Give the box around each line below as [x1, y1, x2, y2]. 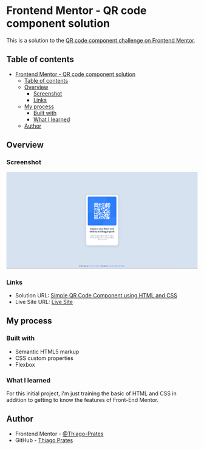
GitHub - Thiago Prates [15, 436, 73, 444]
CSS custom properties [15, 354, 74, 362]
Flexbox [15, 361, 35, 368]
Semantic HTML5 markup [15, 348, 80, 355]
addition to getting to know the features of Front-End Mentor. [6, 396, 159, 403]
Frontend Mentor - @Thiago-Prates [15, 430, 104, 437]
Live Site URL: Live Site [15, 298, 73, 305]
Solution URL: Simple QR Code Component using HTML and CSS [15, 291, 178, 299]
